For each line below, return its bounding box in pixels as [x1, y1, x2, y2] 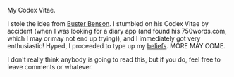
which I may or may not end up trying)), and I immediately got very [7, 34, 201, 43]
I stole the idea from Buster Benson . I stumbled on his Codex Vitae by [7, 20, 209, 27]
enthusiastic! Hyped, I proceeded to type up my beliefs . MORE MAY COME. [7, 42, 226, 50]
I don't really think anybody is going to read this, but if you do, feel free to [7, 55, 221, 64]
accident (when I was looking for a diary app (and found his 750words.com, [7, 27, 227, 35]
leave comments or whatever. [7, 63, 93, 71]
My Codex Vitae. [7, 6, 56, 14]
